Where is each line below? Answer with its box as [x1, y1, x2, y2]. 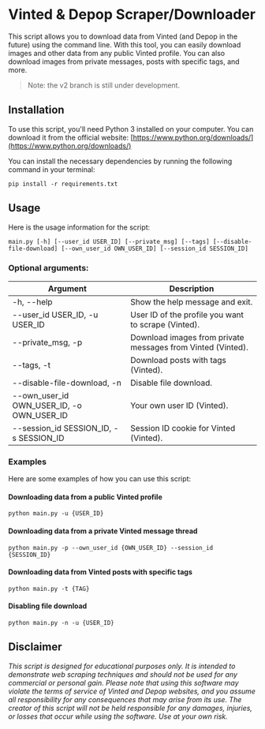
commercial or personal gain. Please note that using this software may [8, 678, 239, 687]
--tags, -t [12, 359, 51, 370]
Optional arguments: [8, 263, 89, 274]
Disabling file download [8, 601, 88, 611]
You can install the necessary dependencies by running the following [8, 156, 233, 166]
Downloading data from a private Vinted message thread [8, 526, 198, 536]
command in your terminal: [8, 164, 95, 174]
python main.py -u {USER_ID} [8, 510, 104, 518]
